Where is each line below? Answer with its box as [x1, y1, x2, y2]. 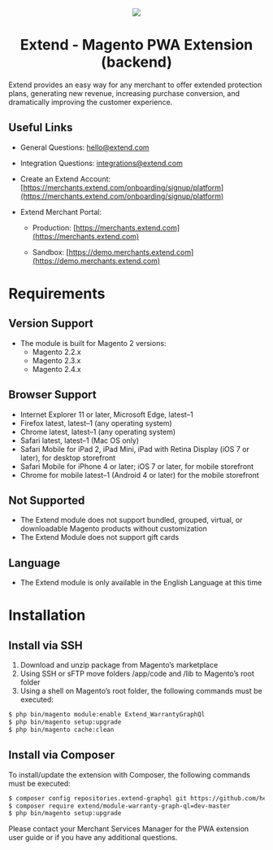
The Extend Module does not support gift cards [19, 532, 180, 542]
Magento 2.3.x [32, 355, 81, 366]
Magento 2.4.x [32, 364, 81, 374]
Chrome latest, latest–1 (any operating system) [19, 427, 176, 436]
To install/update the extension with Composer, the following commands [8, 769, 250, 779]
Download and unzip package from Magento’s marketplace [19, 660, 219, 670]
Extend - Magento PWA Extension [19, 36, 253, 55]
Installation [8, 607, 86, 624]
